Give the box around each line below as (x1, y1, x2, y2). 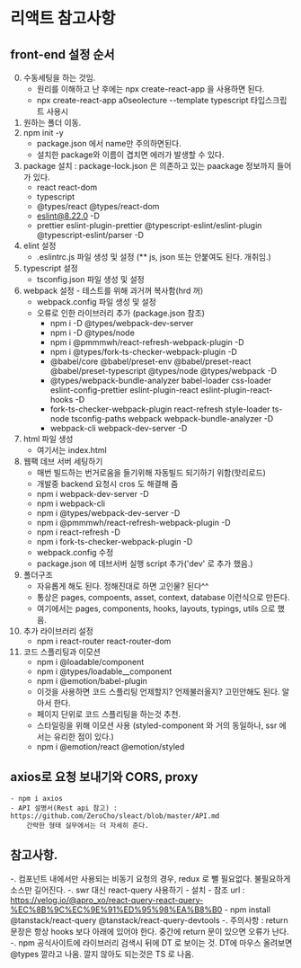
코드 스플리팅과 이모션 (22, 646, 102, 657)
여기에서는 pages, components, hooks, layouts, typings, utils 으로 (36, 603, 276, 614)
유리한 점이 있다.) (53, 732, 115, 742)
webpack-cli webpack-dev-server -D (49, 423, 188, 433)
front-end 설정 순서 (10, 47, 115, 62)
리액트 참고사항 (10, 8, 116, 29)
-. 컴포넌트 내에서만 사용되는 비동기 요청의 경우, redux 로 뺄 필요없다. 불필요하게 (10, 873, 291, 884)
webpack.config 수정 (36, 547, 114, 557)
